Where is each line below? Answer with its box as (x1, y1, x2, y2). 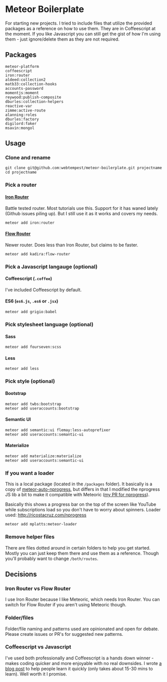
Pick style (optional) (5, 378, 55, 385)
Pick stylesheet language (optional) (5, 321, 93, 328)
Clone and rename (5, 154, 51, 161)
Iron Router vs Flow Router (5, 585, 71, 592)
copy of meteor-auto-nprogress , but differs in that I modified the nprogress (5, 486, 160, 492)
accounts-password (5, 86, 43, 91)
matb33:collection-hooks (5, 81, 57, 86)
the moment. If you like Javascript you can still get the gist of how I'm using (5, 31, 161, 37)
